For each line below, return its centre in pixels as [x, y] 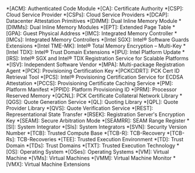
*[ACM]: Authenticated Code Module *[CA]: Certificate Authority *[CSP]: [95, 9]
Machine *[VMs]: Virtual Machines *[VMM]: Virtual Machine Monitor [89, 158]
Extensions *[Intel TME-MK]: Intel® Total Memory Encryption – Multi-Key [94, 46]
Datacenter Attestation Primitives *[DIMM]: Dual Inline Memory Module [92, 21]
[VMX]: [15, 164]
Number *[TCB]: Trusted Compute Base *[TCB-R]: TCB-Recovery [86, 133]
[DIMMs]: [17, 27]
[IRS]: [13, 58]
